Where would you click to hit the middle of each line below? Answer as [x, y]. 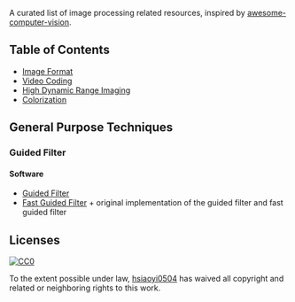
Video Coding [47, 81]
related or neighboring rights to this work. [85, 288]
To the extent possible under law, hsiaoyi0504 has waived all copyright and [147, 279]
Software [27, 174]
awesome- [266, 13]
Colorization [44, 99]
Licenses [35, 240]
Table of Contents [60, 50]
